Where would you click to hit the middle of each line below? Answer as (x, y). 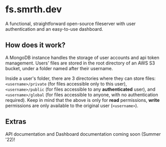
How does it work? (35, 45)
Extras (16, 122)
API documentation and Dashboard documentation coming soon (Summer (83, 134)
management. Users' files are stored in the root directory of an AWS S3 (80, 63)
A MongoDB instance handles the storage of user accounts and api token (82, 57)
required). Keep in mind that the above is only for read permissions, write (82, 100)
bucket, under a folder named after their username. (59, 68)
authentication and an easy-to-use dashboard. (54, 29)
